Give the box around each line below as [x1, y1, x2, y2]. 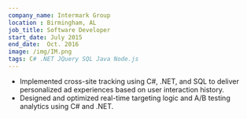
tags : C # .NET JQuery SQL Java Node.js [8, 56, 139, 63]
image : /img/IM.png [8, 48, 72, 56]
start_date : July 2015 [8, 33, 83, 41]
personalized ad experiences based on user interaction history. [19, 85, 224, 94]
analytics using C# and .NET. [19, 101, 114, 110]
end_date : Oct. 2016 [8, 41, 79, 49]
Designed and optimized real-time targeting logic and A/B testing [19, 93, 230, 103]
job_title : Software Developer [8, 26, 111, 34]
